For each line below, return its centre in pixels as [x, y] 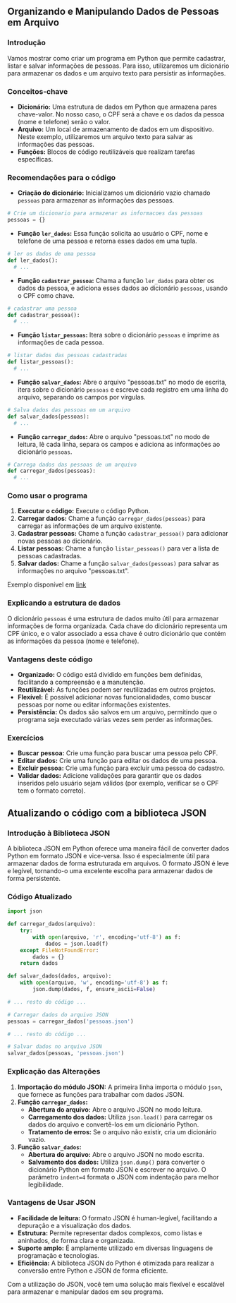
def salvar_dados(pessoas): [49, 416]
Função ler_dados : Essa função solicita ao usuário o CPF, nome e [113, 234]
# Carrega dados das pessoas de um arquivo [72, 464]
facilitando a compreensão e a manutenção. [81, 682]
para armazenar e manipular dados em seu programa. [86, 1292]
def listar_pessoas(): [41, 362]
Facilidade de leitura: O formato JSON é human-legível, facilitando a [117, 1218]
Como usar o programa [48, 496]
